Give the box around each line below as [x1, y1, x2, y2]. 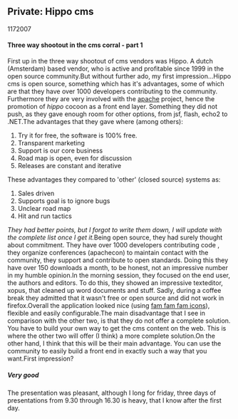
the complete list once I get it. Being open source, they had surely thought [7, 233, 223, 242]
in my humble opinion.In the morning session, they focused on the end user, [7, 271, 230, 280]
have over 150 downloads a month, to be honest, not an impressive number [7, 264, 229, 272]
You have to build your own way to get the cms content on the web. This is [7, 324, 227, 333]
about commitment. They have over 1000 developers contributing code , [7, 241, 219, 249]
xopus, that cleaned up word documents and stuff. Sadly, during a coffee [7, 286, 222, 295]
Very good [7, 371, 39, 379]
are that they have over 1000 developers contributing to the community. [7, 87, 218, 95]
